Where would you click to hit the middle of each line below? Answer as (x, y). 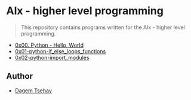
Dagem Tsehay (33, 91)
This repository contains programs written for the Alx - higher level (103, 27)
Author (19, 76)
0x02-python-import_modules (52, 57)
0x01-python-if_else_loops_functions (60, 51)
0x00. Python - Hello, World (49, 45)
